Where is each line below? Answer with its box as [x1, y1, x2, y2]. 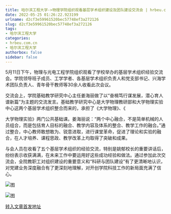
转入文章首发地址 [5, 203, 41, 209]
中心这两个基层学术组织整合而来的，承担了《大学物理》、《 [5, 105, 126, 112]
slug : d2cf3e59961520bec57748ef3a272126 [5, 21, 93, 27]
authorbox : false [5, 50, 42, 55]
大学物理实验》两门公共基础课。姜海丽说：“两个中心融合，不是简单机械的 [5, 116, 159, 122]
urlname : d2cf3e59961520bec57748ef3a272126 [5, 17, 99, 22]
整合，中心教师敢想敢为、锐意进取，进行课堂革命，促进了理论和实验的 [9, 129, 157, 135]
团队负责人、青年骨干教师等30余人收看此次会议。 [9, 82, 113, 88]
